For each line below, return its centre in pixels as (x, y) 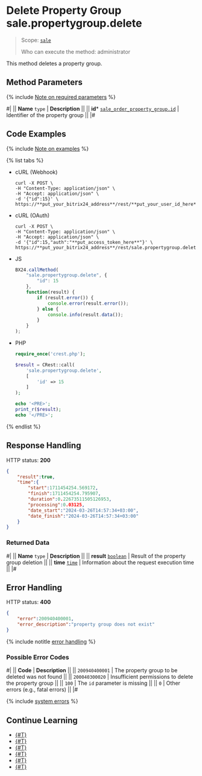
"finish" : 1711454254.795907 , (65, 494)
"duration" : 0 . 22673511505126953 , (70, 499)
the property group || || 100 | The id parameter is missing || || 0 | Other (93, 683)
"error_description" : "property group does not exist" (86, 625)
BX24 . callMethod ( (37, 270)
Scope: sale (36, 40)
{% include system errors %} (42, 701)
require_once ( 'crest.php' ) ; (50, 354)
